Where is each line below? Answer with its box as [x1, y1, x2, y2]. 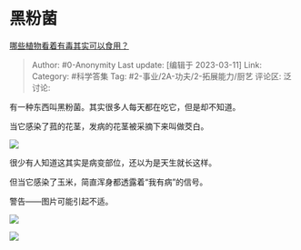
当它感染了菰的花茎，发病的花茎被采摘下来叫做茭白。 [9, 120, 209, 132]
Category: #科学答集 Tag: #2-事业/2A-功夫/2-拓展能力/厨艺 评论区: [31, 70, 282, 82]
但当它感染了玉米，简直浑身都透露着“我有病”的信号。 [9, 176, 208, 187]
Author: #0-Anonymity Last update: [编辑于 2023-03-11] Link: [31, 59, 262, 70]
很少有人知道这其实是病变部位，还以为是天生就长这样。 [9, 156, 216, 168]
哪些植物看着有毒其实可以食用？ [9, 40, 129, 51]
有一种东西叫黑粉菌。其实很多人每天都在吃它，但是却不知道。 [9, 101, 241, 112]
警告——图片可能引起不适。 [9, 195, 114, 206]
